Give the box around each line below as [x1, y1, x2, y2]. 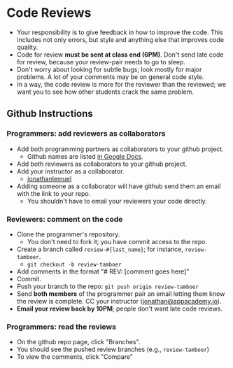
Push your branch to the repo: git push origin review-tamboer [16, 282, 199, 290]
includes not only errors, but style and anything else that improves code [16, 35, 225, 43]
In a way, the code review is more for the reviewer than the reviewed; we [16, 80, 227, 88]
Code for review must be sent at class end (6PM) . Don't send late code [16, 50, 224, 59]
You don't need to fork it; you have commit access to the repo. [27, 237, 208, 246]
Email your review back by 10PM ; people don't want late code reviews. [16, 304, 223, 313]
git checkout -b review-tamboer [27, 261, 122, 268]
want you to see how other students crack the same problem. [16, 87, 194, 96]
